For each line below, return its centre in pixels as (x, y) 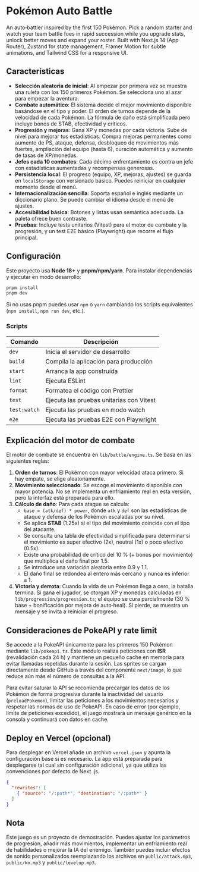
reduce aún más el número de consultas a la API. (66, 676)
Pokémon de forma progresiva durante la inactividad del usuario (85, 694)
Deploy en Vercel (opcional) (59, 738)
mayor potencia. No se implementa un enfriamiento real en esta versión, (103, 491)
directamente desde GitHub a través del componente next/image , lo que (94, 670)
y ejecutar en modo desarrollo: (44, 277)
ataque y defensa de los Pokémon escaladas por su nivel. (94, 517)
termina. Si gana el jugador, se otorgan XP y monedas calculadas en (98, 592)
